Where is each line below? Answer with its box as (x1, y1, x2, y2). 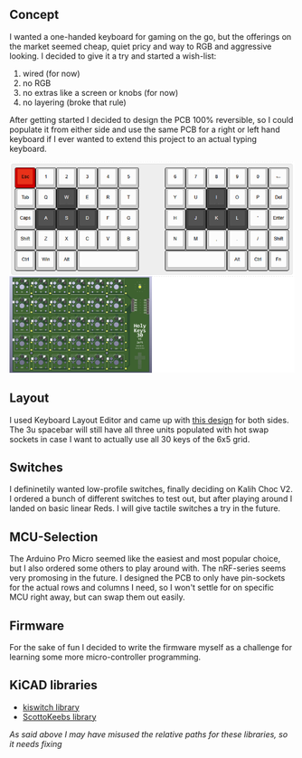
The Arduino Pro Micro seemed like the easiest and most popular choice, (9, 554, 281, 564)
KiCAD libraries (9, 677, 98, 693)
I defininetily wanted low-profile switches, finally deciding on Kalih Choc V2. (9, 484, 294, 495)
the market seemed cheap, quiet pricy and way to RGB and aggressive (9, 41, 272, 52)
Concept (9, 7, 60, 23)
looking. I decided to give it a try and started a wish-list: (9, 50, 217, 62)
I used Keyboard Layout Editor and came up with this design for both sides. (9, 414, 289, 425)
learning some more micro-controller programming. (9, 651, 202, 662)
